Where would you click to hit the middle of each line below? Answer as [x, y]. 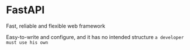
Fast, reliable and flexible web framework [56, 26]
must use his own [27, 43]
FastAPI [25, 10]
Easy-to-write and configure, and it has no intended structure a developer [95, 37]
